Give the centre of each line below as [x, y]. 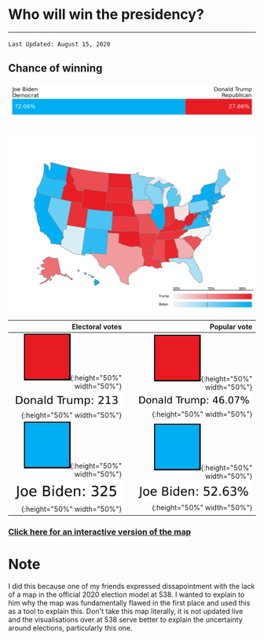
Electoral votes [97, 326]
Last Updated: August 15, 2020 [59, 44]
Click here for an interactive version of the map [99, 531]
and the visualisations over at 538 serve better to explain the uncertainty [126, 620]
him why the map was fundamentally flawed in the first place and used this [129, 602]
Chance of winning [55, 68]
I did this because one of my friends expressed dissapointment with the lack [132, 586]
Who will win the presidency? [106, 15]
